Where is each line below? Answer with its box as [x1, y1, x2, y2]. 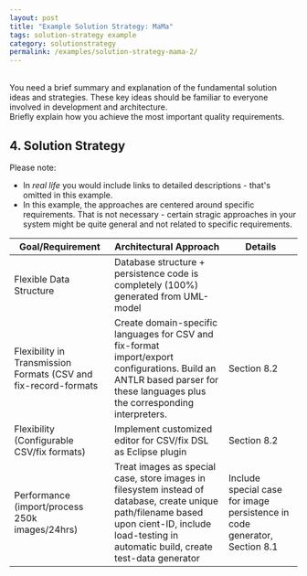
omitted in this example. [22, 189, 113, 200]
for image [228, 495, 270, 507]
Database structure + [113, 255, 206, 268]
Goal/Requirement [18, 240, 101, 252]
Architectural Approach [113, 240, 220, 252]
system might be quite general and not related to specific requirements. [22, 219, 292, 229]
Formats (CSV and [14, 368, 93, 380]
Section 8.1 [228, 540, 279, 553]
